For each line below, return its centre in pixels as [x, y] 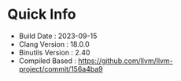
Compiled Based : [47, 61]
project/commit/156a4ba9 [61, 69]
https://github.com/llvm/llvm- [126, 61]
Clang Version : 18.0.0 [54, 44]
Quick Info [42, 14]
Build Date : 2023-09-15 [58, 36]
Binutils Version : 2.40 [54, 52]
